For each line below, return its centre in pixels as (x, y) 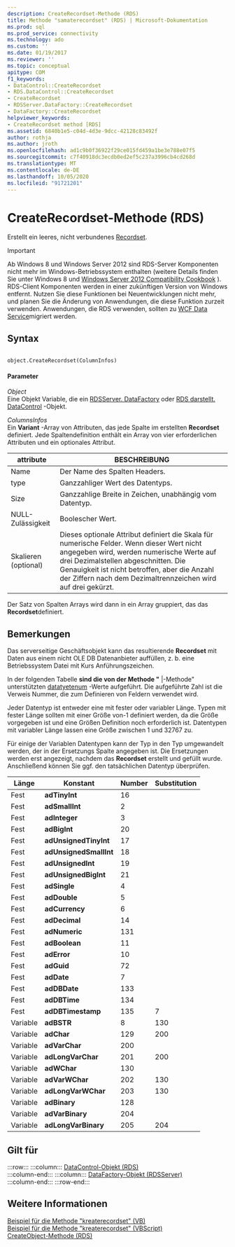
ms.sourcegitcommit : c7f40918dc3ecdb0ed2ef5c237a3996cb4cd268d (101, 157)
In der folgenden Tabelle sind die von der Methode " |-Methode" (101, 680)
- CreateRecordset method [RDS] (54, 124)
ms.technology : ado (36, 40)
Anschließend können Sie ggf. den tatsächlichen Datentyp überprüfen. (109, 766)
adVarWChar (66, 1080)
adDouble (61, 897)
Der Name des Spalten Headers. (112, 471)
